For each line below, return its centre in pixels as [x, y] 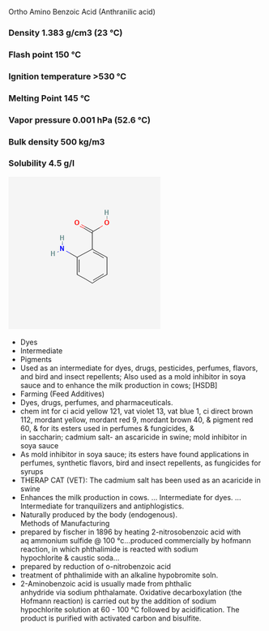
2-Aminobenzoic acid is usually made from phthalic [106, 583]
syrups [32, 471]
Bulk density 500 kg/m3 [57, 141]
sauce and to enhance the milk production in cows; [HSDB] [119, 385]
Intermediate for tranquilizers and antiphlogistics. [102, 506]
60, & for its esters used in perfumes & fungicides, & [107, 428]
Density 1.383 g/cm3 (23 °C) [66, 32]
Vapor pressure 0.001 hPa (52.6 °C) [80, 119]
